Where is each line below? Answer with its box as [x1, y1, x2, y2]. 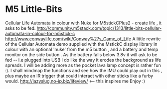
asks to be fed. [5, 25, 36, 31]
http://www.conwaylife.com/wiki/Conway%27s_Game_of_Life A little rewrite [5, 36, 161, 42]
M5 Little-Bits [5, 3, 63, 15]
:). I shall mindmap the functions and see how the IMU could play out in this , [5, 67, 163, 73]
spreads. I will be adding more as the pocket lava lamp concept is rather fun [5, 62, 161, 68]
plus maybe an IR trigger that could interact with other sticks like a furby [5, 73, 154, 79]
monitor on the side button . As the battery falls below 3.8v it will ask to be [5, 51, 158, 58]
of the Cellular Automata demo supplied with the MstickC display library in [5, 41, 158, 47]
